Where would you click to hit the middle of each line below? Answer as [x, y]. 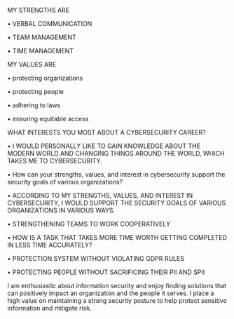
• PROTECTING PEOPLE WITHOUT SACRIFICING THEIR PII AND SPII [106, 272]
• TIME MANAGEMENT [41, 51]
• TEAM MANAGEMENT [42, 37]
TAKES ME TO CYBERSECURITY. [55, 161]
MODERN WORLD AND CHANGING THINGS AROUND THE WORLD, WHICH [116, 153]
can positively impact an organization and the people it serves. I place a [111, 293]
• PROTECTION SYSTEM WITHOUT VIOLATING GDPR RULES [96, 258]
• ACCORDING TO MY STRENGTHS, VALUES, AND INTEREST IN [100, 195]
